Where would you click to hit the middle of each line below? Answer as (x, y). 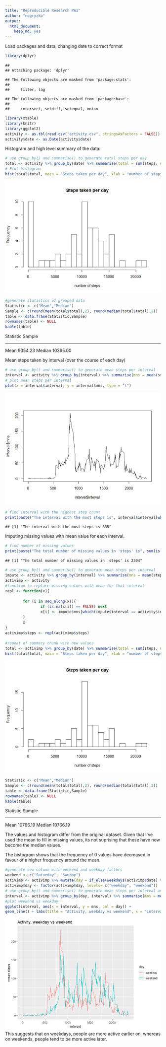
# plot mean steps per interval (38, 380)
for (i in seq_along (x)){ (50, 601)
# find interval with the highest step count (53, 512)
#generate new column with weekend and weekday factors (64, 870)
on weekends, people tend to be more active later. (56, 1039)
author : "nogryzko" (25, 16)
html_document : (25, 26)
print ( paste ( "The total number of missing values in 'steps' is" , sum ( (80, 551)
